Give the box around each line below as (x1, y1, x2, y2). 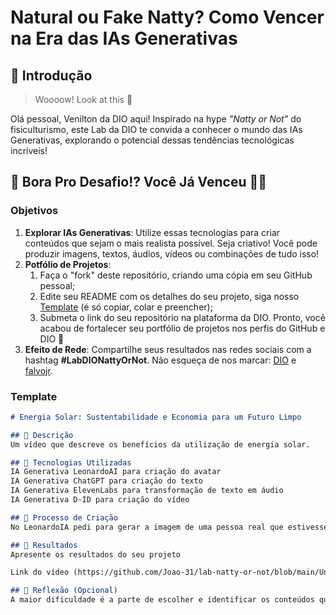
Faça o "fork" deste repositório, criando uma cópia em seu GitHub (39, 269, 313, 281)
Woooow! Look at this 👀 (34, 94, 133, 105)
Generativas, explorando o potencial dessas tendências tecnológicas (10, 134, 295, 146)
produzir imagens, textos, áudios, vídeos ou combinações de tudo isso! (24, 247, 320, 260)
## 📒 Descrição (10, 430, 74, 440)
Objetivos (10, 204, 59, 218)
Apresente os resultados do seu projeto (10, 549, 182, 560)
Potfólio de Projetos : (24, 258, 112, 270)
